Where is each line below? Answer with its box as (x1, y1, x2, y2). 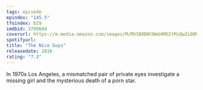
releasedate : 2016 (6, 48, 53, 54)
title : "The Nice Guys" (6, 43, 66, 49)
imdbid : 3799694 (6, 25, 47, 32)
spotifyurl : (6, 37, 36, 43)
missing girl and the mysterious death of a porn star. (6, 77, 137, 84)
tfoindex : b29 (6, 20, 42, 26)
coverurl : (6, 31, 31, 37)
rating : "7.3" (6, 54, 42, 60)
